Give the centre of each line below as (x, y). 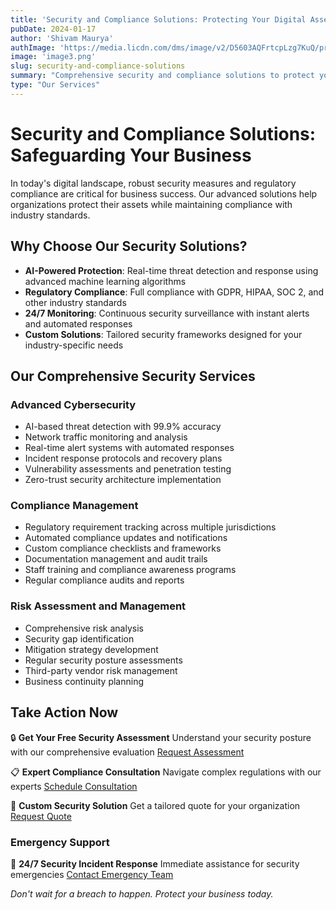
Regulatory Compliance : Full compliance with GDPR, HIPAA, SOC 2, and (174, 292)
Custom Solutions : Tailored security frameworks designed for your (163, 334)
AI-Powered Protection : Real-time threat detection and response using (171, 270)
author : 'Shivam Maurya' (62, 38)
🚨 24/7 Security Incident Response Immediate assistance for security (155, 863)
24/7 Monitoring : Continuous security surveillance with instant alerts (167, 313)
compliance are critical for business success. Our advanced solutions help (164, 193)
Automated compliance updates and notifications (126, 538)
